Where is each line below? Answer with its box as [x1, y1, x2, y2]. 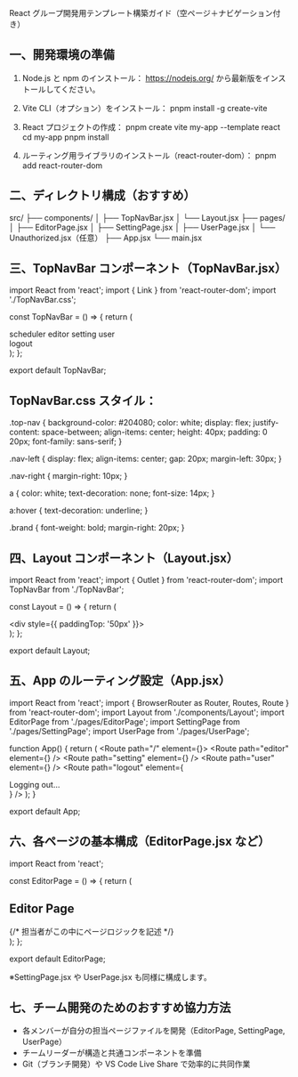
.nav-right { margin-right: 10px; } [9, 471, 128, 482]
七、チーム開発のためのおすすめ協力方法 [9, 1000, 231, 1015]
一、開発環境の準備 [9, 47, 115, 62]
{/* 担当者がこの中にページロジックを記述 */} [9, 926, 174, 936]
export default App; [9, 806, 81, 816]
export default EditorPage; [9, 953, 106, 964]
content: [9, 426, 40, 438]
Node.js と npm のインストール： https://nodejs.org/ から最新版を [21, 72, 263, 83]
